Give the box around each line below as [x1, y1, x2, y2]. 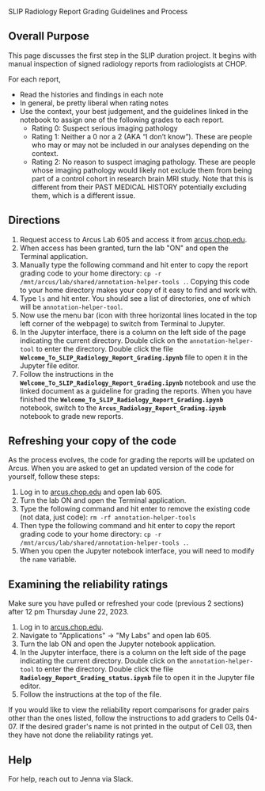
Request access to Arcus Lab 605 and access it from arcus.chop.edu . [19, 234, 248, 244]
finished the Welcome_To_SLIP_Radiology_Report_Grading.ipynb [19, 394, 224, 404]
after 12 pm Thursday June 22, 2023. [8, 607, 129, 617]
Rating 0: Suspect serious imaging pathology [31, 123, 178, 133]
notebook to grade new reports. [19, 411, 124, 420]
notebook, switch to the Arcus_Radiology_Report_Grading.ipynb [19, 403, 227, 413]
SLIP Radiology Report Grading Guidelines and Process [8, 7, 188, 16]
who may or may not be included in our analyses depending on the [31, 140, 249, 150]
